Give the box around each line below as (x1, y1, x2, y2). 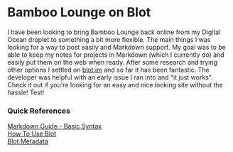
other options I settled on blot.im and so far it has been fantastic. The (7, 65, 210, 74)
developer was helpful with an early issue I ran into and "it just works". (7, 72, 213, 82)
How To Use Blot (7, 129, 57, 139)
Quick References (7, 106, 71, 116)
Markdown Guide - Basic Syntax (7, 122, 102, 131)
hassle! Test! (7, 88, 45, 97)
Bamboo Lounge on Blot (7, 4, 151, 21)
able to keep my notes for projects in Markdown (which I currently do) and (7, 50, 225, 59)
